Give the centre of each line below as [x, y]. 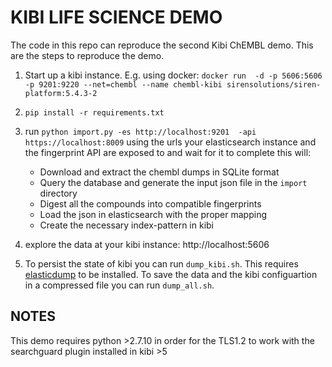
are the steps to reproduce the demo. [87, 55]
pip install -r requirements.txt [94, 112]
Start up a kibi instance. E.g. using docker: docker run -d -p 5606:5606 [173, 75]
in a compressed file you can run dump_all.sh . [119, 285]
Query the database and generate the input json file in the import [173, 182]
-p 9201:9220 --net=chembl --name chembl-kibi [123, 84]
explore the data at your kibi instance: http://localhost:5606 [147, 244]
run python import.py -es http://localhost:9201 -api [140, 131]
